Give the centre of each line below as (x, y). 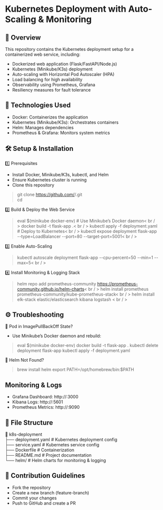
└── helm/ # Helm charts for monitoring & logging (56, 461)
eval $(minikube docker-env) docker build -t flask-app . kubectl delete (88, 346)
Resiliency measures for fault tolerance (51, 90)
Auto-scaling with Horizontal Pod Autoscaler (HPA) (63, 74)
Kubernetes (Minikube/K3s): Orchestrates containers (65, 122)
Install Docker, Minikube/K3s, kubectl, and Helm (60, 174)
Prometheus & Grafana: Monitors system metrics (61, 133)
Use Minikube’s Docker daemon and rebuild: (57, 336)
